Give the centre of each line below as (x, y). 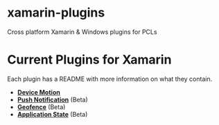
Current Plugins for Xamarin (89, 60)
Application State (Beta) (52, 114)
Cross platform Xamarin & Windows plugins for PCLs (82, 32)
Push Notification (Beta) (52, 99)
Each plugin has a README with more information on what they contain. (110, 79)
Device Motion (38, 92)
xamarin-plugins (56, 13)
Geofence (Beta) (41, 107)
